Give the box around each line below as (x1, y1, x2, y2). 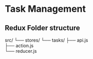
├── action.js (5, 43, 34, 49)
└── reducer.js (5, 48, 37, 54)
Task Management (5, 3, 86, 15)
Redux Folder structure (5, 24, 80, 32)
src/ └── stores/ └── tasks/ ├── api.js (5, 37, 88, 43)
